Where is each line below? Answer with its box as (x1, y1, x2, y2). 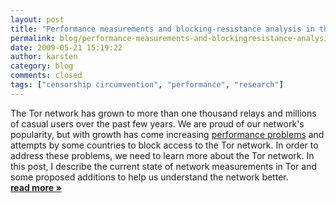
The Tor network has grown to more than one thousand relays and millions (10, 107, 317, 119)
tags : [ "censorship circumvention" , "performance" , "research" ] (10, 80, 284, 90)
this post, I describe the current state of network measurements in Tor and (10, 160, 317, 172)
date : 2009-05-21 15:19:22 (10, 42, 123, 53)
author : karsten (10, 52, 78, 62)
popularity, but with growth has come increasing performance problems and (10, 128, 325, 140)
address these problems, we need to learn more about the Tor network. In (10, 149, 315, 161)
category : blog (10, 61, 74, 71)
